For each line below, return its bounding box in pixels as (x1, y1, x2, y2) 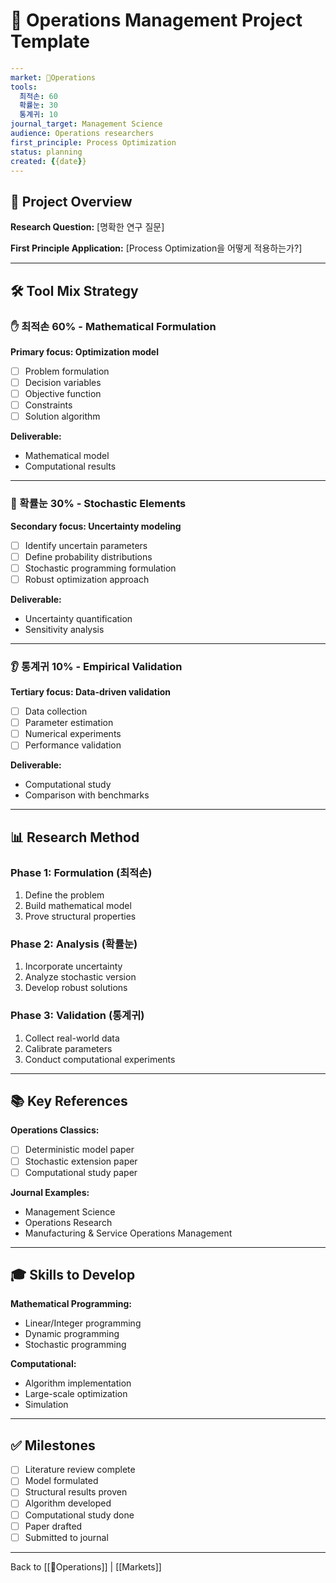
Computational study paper (24, 1166, 138, 1178)
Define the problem (24, 889, 105, 901)
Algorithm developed (24, 1497, 112, 1509)
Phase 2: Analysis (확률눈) (10, 937, 138, 951)
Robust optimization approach (24, 573, 150, 585)
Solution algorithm (24, 410, 101, 423)
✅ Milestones (10, 1437, 96, 1454)
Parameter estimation (24, 717, 114, 729)
